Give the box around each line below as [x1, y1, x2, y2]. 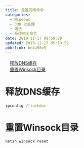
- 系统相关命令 [10, 31, 37, 36]
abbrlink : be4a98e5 [5, 45, 47, 50]
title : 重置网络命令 [5, 7, 44, 13]
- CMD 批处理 [10, 21, 35, 27]
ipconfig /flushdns [5, 103, 47, 108]
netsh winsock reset [5, 139, 49, 144]
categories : [5, 12, 30, 17]
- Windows [10, 17, 30, 22]
